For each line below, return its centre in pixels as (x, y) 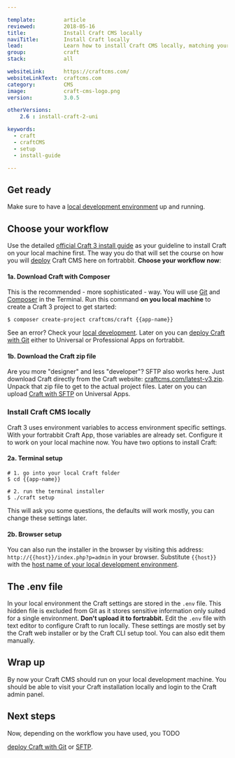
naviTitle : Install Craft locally (69, 39)
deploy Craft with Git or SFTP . (50, 747)
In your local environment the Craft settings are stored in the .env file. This (114, 603)
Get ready (29, 190)
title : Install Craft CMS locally (74, 33)
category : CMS (40, 85)
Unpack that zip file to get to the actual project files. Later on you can (107, 386)
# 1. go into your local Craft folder (64, 473)
